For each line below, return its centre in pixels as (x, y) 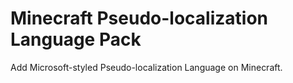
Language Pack (76, 39)
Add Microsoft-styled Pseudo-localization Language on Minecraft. (146, 67)
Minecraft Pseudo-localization (139, 18)
